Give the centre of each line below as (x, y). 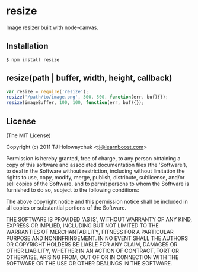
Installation (27, 46)
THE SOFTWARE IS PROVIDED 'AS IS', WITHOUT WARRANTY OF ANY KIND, (99, 219)
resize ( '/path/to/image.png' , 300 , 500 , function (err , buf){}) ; (87, 97)
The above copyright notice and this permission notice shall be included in (97, 201)
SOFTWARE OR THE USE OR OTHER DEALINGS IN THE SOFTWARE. (89, 263)
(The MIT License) (29, 135)
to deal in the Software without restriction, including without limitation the (95, 171)
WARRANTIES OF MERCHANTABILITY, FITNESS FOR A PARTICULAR (90, 232)
